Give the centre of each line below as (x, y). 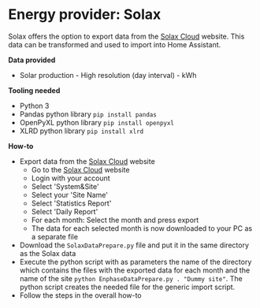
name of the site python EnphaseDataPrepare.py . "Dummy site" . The (131, 278)
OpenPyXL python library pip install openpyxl (97, 122)
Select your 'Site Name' (70, 195)
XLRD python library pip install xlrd (82, 131)
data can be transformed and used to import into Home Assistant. (115, 44)
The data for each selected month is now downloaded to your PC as (142, 228)
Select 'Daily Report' (65, 211)
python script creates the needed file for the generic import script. (127, 287)
